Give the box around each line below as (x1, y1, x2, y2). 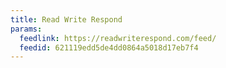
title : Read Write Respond (10, 14, 123, 25)
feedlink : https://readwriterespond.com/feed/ (19, 33, 217, 43)
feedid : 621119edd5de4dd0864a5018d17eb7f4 (19, 42, 199, 53)
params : (10, 24, 43, 34)
